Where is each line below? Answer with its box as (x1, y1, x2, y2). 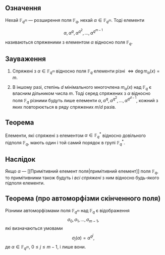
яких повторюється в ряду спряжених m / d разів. (12, 104, 116, 110)
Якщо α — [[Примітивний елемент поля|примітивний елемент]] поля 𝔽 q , (5, 168, 159, 176)
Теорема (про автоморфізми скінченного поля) (5, 194, 161, 203)
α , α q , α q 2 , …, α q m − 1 (63, 28, 103, 36)
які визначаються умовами (5, 225, 63, 231)
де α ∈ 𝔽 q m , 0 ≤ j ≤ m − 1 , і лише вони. (5, 244, 86, 251)
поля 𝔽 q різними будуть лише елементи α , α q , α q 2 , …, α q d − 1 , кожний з (12, 96, 159, 105)
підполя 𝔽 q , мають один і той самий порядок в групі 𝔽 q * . (5, 138, 125, 147)
